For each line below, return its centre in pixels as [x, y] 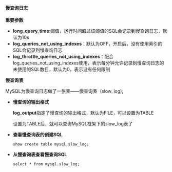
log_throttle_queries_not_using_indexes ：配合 [63, 57]
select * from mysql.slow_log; [46, 164]
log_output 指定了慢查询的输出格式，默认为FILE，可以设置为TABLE [83, 113]
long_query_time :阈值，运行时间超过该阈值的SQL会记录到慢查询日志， [88, 31]
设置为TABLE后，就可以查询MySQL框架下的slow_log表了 [73, 124]
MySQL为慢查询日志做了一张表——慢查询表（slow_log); [64, 91]
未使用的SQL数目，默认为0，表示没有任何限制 [61, 70]
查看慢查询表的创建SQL [37, 135]
